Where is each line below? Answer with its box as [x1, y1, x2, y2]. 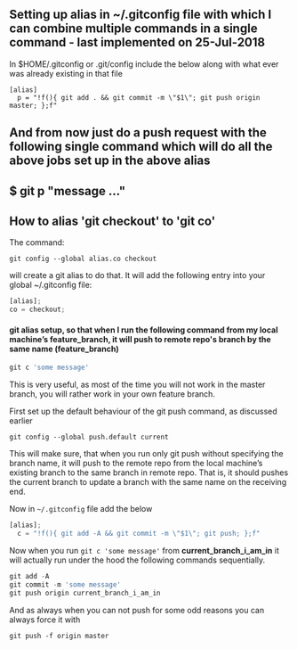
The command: [9, 237, 65, 248]
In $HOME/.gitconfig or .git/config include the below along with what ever [9, 58, 279, 70]
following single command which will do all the [9, 139, 273, 154]
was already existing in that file [9, 68, 123, 78]
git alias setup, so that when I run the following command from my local [9, 324, 278, 335]
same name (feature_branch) [9, 343, 119, 354]
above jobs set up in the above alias [9, 153, 211, 168]
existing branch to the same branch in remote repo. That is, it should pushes [9, 467, 289, 478]
